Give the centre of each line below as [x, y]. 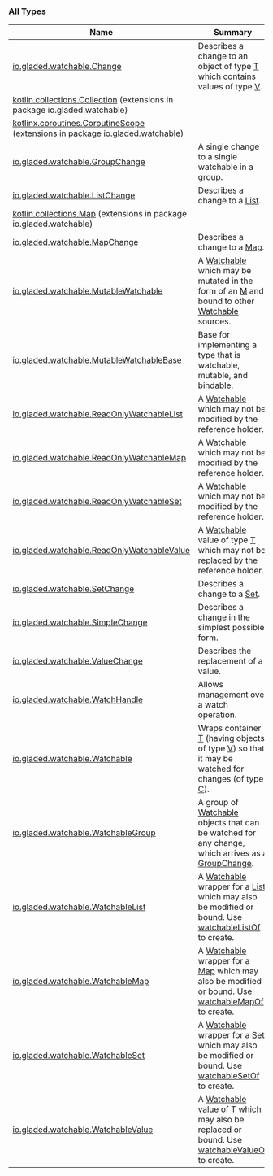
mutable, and [223, 376]
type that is [219, 355]
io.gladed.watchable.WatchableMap [81, 982]
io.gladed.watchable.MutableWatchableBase [97, 360]
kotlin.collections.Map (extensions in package [100, 214]
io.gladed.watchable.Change [67, 67]
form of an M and [231, 291]
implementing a [227, 345]
